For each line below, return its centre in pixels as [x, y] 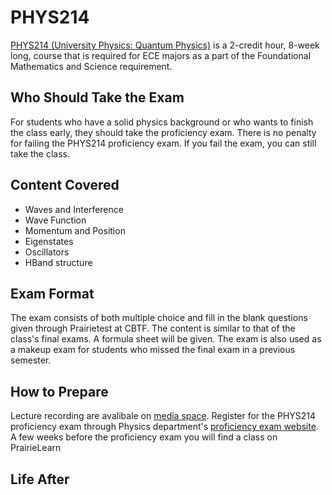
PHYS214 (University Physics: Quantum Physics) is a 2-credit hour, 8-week [165, 45]
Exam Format [52, 293]
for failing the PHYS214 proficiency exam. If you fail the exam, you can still [163, 143]
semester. [31, 360]
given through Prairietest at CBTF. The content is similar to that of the [153, 328]
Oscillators [47, 252]
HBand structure [58, 262]
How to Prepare [59, 391]
